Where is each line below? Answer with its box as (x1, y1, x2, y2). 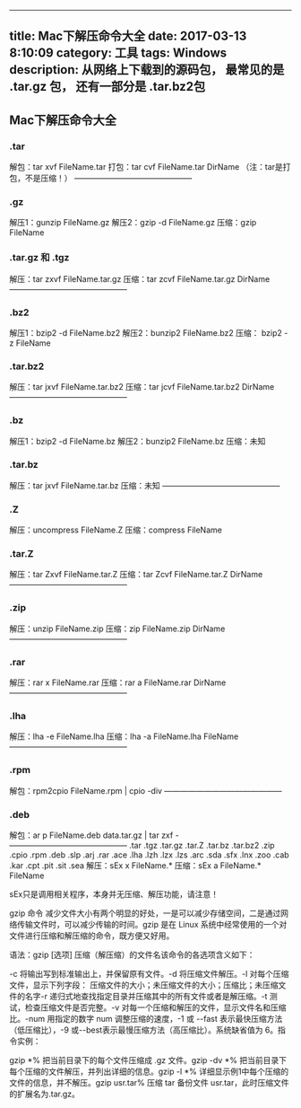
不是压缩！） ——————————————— (24, 172, 193, 184)
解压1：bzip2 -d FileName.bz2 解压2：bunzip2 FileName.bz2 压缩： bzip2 (9, 327, 282, 338)
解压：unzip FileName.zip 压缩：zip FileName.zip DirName (9, 623, 226, 634)
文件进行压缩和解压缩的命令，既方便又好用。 (9, 930, 175, 941)
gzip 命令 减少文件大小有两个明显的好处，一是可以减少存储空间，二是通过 (9, 908, 281, 919)
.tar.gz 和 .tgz (9, 251, 70, 264)
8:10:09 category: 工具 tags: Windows (9, 46, 228, 61)
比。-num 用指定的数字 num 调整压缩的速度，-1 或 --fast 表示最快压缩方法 (9, 1013, 283, 1024)
